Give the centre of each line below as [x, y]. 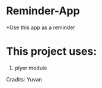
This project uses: [52, 51]
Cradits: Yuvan [24, 79]
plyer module [31, 68]
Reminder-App [43, 11]
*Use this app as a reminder [41, 27]
